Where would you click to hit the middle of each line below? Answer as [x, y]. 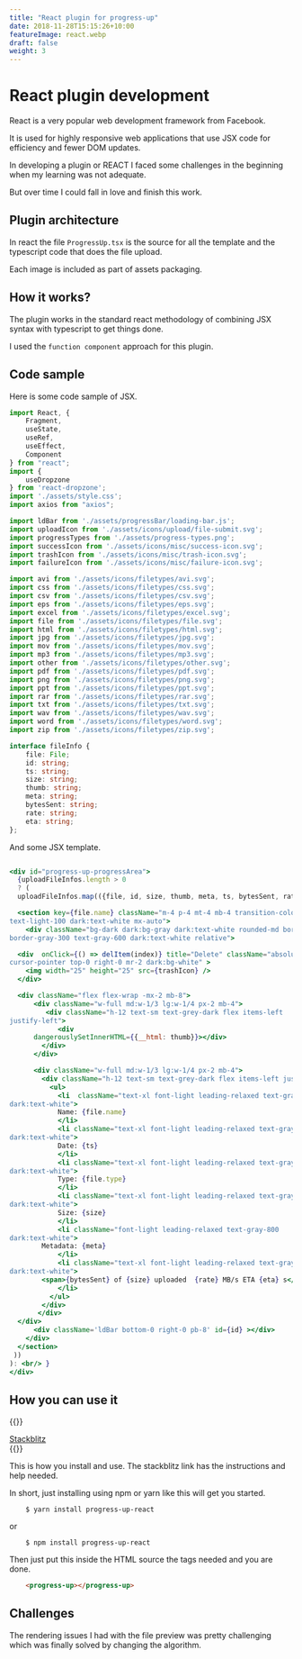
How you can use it [64, 1400]
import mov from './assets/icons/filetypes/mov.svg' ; [112, 646]
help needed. [34, 1476]
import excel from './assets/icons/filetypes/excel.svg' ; [120, 612]
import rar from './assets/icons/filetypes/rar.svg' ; [112, 696]
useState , [44, 430]
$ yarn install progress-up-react [90, 1509]
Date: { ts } [78, 1146]
